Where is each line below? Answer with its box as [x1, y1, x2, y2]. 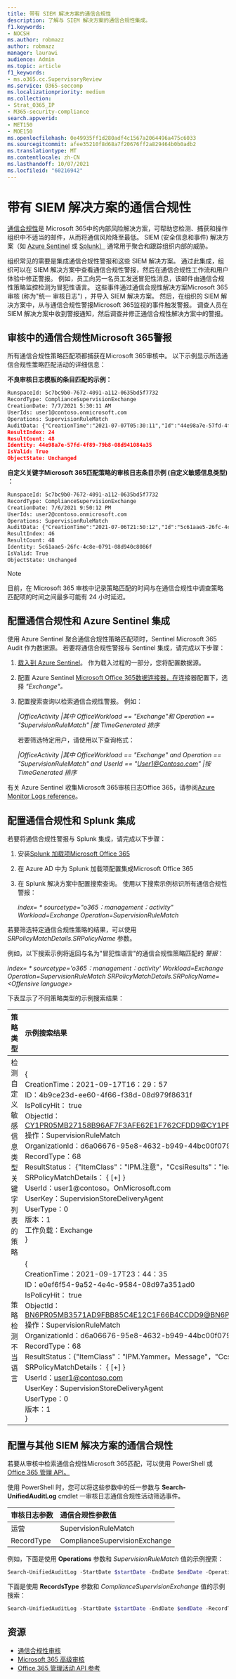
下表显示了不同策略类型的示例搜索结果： [7, 994, 124, 1002]
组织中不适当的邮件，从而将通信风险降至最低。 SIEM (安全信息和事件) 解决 [7, 233, 223, 241]
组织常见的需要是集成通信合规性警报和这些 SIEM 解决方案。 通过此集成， [7, 256, 218, 265]
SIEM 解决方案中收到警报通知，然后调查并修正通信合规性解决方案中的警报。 [7, 309, 227, 318]
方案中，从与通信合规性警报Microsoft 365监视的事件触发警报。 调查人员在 [13, 300, 228, 309]
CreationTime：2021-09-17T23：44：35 [25, 1269, 168, 1279]
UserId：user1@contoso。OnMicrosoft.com [25, 1183, 171, 1193]
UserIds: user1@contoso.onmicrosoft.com [7, 409, 128, 416]
